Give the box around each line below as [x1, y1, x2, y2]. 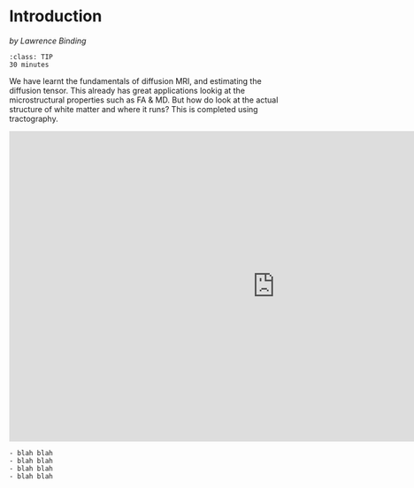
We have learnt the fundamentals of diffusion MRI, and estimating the [9, 75, 263, 86]
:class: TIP [9, 52, 53, 61]
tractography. [9, 113, 59, 124]
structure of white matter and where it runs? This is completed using [9, 103, 258, 114]
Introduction [9, 6, 103, 27]
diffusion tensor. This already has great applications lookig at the [9, 85, 246, 95]
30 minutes [9, 60, 50, 69]
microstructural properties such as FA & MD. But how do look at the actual [9, 95, 279, 105]
